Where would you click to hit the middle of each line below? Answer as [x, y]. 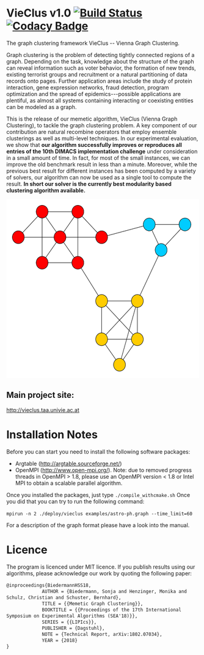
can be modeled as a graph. [42, 107]
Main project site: [40, 395]
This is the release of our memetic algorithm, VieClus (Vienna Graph [92, 119]
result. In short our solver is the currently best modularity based [89, 184]
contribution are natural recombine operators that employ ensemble [92, 132]
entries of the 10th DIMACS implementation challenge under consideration [102, 151]
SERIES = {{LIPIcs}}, [69, 622]
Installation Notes [52, 434]
